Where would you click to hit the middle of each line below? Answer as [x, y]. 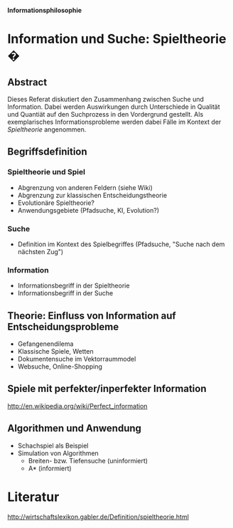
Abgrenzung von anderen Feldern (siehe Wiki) [85, 187]
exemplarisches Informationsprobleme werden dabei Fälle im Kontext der [114, 122]
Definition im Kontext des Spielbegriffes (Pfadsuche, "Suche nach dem [121, 244]
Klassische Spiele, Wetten [55, 352]
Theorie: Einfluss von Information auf [92, 316]
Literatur [33, 497]
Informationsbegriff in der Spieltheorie [74, 286]
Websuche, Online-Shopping [60, 366]
